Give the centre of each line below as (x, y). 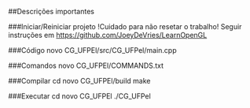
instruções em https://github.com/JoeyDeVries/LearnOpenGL (108, 35)
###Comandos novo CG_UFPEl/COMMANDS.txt (86, 65)
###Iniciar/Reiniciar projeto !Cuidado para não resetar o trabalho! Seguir (125, 26)
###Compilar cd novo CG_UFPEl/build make (79, 81)
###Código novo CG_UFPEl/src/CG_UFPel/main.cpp (92, 50)
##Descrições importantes (51, 11)
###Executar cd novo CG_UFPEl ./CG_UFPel (79, 96)
